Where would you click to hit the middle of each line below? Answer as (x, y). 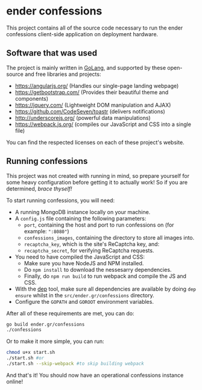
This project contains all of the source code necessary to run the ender (95, 28)
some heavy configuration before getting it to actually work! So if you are (97, 182)
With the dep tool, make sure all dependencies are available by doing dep (105, 289)
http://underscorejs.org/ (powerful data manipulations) (83, 118)
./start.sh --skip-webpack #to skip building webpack (75, 364)
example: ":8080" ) (46, 231)
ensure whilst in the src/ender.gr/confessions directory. (85, 295)
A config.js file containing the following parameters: (80, 218)
